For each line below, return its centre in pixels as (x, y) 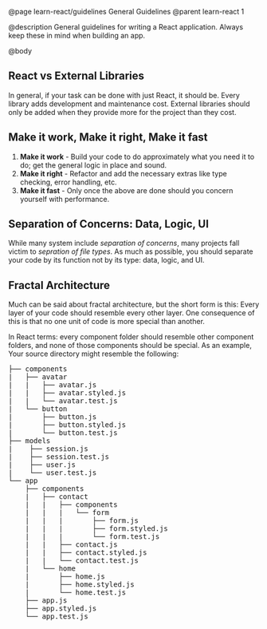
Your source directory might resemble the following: (94, 354)
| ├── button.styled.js (67, 425)
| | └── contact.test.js (82, 561)
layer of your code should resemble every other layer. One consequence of (132, 313)
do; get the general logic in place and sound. (93, 165)
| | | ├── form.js (82, 521)
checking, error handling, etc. (68, 182)
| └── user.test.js (53, 473)
